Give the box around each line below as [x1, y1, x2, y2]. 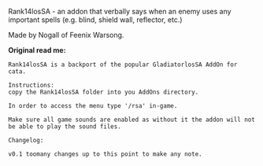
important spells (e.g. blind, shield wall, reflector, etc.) [8, 15, 183, 24]
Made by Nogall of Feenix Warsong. [8, 31, 124, 39]
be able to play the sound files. [8, 123, 122, 131]
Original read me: [8, 46, 66, 54]
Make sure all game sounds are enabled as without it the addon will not [8, 116, 256, 124]
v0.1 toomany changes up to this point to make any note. [8, 150, 202, 158]
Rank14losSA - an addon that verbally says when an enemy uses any [8, 7, 232, 16]
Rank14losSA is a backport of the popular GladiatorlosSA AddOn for [8, 61, 238, 68]
